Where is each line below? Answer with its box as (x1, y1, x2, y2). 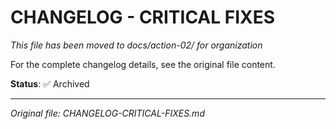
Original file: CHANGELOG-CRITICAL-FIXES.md (10, 107, 205, 119)
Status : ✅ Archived (10, 77, 90, 90)
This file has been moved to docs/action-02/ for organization (10, 39, 263, 51)
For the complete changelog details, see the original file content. (10, 58, 276, 70)
